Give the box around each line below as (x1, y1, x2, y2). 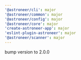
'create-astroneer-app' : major (4, 26, 70, 31)
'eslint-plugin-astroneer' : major (4, 30, 77, 35)
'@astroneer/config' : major (4, 16, 63, 21)
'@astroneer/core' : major (4, 21, 58, 26)
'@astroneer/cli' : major (4, 7, 56, 12)
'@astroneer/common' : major (4, 12, 63, 17)
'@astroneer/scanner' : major (4, 35, 65, 40)
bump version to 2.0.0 (4, 48, 50, 55)
